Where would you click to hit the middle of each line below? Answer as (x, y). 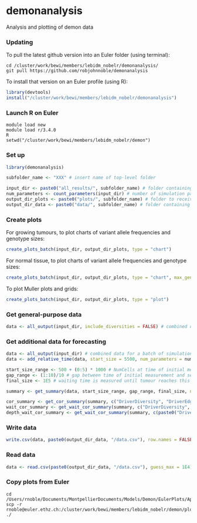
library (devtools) (28, 93)
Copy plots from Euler (38, 482)
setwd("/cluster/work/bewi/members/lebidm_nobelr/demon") (78, 141)
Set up (16, 155)
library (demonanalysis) (35, 167)
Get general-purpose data (44, 315)
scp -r (14, 504)
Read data (21, 455)
